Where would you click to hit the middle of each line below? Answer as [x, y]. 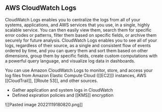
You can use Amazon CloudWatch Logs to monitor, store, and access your [79, 70]
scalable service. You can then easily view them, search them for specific [78, 30]
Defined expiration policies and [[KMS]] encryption [63, 95]
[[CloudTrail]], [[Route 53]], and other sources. [52, 80]
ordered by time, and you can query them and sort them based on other [77, 50]
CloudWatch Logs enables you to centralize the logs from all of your [73, 19]
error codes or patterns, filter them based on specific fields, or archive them [81, 35]
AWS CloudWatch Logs [41, 8]
